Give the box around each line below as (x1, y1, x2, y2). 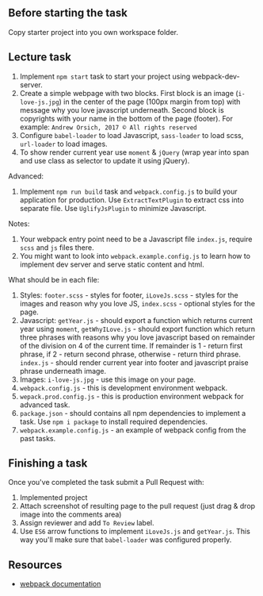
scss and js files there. (19, 242, 95, 252)
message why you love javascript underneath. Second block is (19, 105, 224, 114)
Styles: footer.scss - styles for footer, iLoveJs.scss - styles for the (19, 290, 239, 300)
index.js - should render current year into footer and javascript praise (19, 357, 249, 367)
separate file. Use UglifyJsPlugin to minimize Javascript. (19, 203, 207, 213)
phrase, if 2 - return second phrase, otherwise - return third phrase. (19, 349, 242, 359)
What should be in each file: (8, 275, 100, 284)
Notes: (8, 218, 30, 229)
